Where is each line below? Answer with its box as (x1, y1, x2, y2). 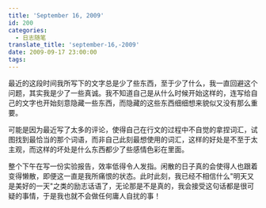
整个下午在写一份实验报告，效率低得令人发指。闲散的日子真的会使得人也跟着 (8, 161, 258, 171)
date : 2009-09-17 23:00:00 (8, 48, 97, 56)
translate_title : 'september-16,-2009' (8, 41, 140, 49)
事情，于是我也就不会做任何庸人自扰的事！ (21, 191, 161, 200)
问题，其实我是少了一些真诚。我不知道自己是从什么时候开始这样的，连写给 (8, 88, 251, 97)
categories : (8, 26, 47, 34)
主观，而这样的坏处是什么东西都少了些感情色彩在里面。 (8, 144, 188, 154)
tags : (8, 56, 26, 64)
